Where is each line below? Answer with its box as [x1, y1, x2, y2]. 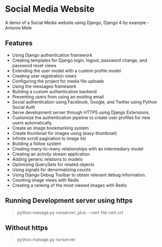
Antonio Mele [5, 25, 32, 30]
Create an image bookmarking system [12, 125, 89, 131]
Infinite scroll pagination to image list [12, 135, 86, 141]
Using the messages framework [12, 83, 77, 89]
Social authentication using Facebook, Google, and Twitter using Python [12, 99, 158, 105]
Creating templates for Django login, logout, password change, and [12, 57, 147, 63]
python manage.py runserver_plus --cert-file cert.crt [17, 209, 123, 215]
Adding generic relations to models [12, 156, 83, 162]
